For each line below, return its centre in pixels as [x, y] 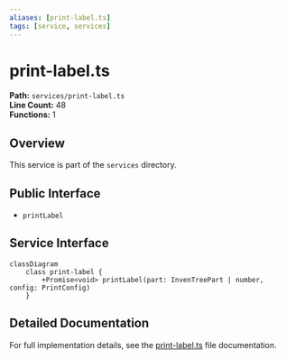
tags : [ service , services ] [60, 26]
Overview [37, 143]
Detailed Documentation [79, 323]
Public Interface [55, 193]
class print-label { [64, 272]
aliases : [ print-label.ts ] [60, 18]
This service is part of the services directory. [93, 165]
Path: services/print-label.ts [67, 96]
